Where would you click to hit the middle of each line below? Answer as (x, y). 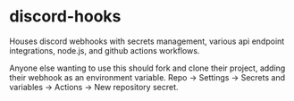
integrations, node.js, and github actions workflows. (105, 50)
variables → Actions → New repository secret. (94, 87)
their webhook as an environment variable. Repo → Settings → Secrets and (147, 77)
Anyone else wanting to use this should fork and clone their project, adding (147, 68)
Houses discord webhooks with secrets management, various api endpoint (147, 41)
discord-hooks (65, 17)
